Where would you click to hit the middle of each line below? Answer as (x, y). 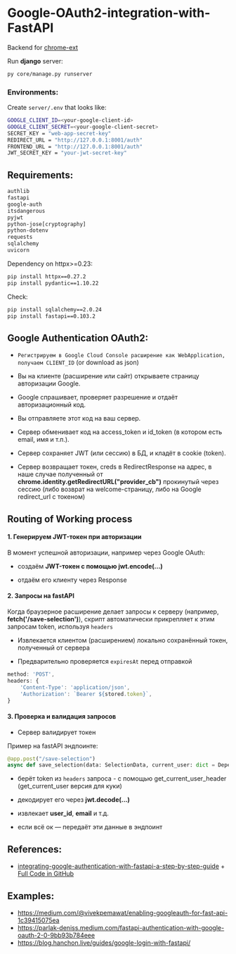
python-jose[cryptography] (47, 224)
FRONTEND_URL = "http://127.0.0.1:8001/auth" (75, 147)
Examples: (31, 896)
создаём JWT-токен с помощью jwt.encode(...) (90, 566)
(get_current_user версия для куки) (70, 786)
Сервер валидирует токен (57, 732)
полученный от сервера (53, 648)
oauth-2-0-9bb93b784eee (56, 935)
